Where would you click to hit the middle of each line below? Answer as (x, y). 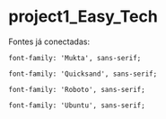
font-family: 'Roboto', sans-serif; (77, 89)
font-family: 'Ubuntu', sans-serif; (77, 105)
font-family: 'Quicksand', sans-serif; (83, 74)
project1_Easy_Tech (83, 17)
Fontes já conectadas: (49, 41)
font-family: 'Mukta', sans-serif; (75, 58)
